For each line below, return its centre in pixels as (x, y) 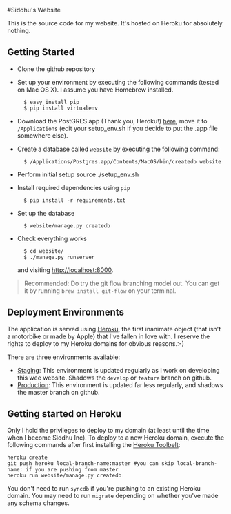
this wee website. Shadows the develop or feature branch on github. (114, 378)
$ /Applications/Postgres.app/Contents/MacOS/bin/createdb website (123, 161)
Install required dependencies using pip (73, 187)
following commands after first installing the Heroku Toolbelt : (94, 445)
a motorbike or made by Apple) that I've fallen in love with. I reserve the (109, 336)
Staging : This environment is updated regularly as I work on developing (118, 370)
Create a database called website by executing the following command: (118, 149)
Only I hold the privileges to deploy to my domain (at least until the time (108, 431)
